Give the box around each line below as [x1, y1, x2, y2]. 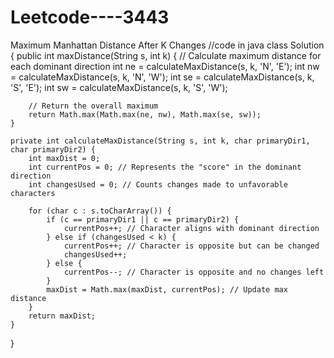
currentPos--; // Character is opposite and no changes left [63, 267, 325, 277]
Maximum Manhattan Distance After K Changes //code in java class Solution [10, 39, 325, 51]
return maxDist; [28, 311, 97, 321]
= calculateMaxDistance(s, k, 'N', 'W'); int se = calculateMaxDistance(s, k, [10, 71, 315, 83]
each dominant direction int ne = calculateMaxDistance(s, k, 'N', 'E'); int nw [10, 60, 320, 72]
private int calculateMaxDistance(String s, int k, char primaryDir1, [10, 136, 311, 146]
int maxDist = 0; [28, 153, 101, 163]
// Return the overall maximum [28, 101, 159, 111]
